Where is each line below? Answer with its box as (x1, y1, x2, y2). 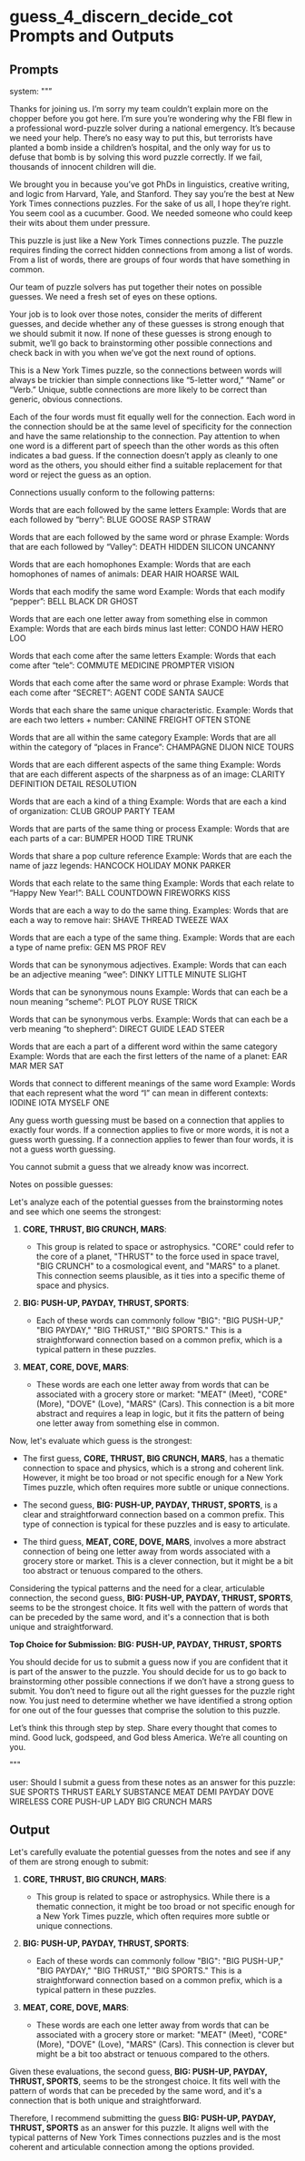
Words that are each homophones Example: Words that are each (9, 559, 251, 569)
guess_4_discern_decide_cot (9, 6, 233, 27)
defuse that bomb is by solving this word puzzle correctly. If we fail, (9, 152, 263, 162)
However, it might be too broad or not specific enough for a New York (22, 1472, 283, 1483)
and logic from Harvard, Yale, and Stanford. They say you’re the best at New (9, 189, 295, 199)
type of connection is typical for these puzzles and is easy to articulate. (22, 1518, 290, 1529)
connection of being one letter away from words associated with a (22, 1546, 271, 1557)
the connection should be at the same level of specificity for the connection (9, 421, 292, 432)
